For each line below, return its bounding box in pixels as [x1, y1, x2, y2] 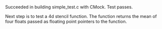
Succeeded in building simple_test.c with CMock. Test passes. [5, 4, 133, 10]
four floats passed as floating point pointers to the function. [5, 19, 127, 24]
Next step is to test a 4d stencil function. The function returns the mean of [5, 14, 158, 19]
